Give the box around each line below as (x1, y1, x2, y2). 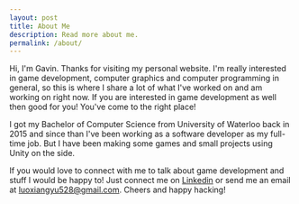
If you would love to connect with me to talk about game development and (9, 165, 285, 176)
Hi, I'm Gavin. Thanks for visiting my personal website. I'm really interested (9, 63, 286, 74)
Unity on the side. (9, 148, 75, 159)
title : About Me (9, 22, 70, 31)
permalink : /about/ (9, 38, 83, 48)
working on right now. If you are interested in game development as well (9, 92, 277, 103)
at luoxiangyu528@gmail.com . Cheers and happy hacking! (9, 184, 227, 195)
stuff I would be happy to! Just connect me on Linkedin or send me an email (9, 175, 291, 186)
